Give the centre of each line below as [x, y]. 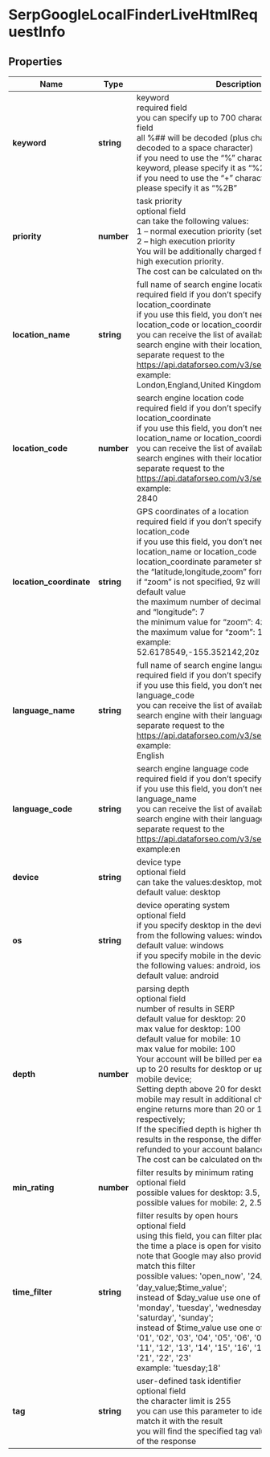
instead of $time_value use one [195, 1328]
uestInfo [37, 32]
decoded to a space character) [195, 148]
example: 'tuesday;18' [178, 1368]
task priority [159, 201]
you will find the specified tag [192, 1431]
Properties [35, 61]
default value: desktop [178, 892]
